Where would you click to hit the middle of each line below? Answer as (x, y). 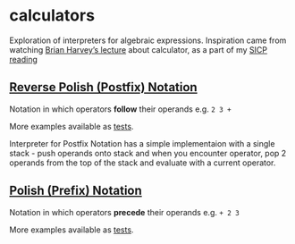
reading (24, 59)
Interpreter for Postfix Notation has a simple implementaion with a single (142, 143)
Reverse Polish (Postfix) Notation (104, 87)
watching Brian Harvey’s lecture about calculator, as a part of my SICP (139, 49)
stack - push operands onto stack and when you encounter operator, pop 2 (148, 153)
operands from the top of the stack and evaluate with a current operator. (143, 163)
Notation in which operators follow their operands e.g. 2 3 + (120, 109)
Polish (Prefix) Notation (76, 191)
